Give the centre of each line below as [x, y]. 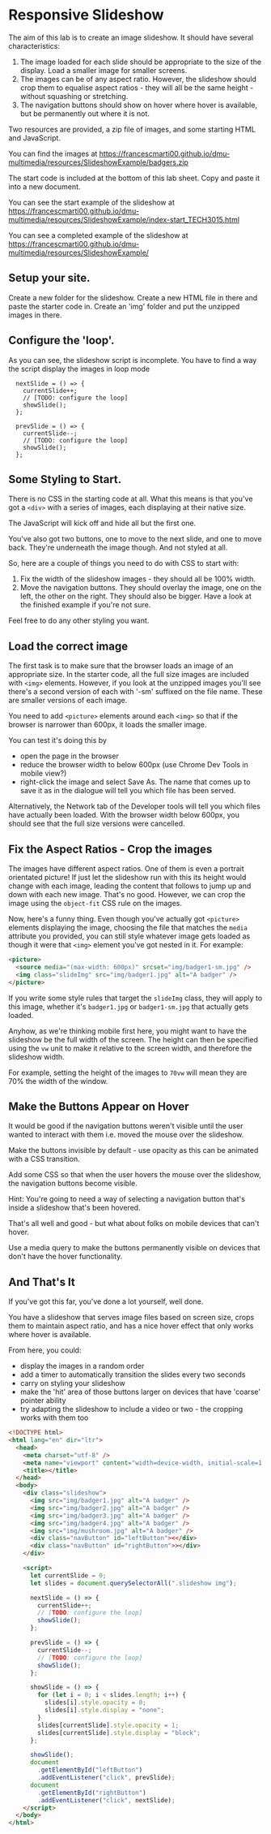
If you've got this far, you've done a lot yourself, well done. [106, 1301]
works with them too [54, 1418]
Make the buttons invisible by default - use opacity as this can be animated [133, 1150]
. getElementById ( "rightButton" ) [92, 1793]
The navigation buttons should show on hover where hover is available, [138, 105]
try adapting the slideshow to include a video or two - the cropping [131, 1409]
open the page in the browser [69, 756]
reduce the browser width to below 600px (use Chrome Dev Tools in [134, 765]
